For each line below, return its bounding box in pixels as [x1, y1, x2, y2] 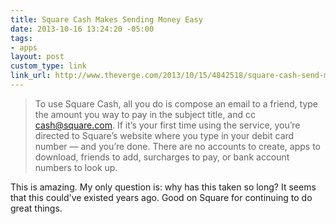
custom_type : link [10, 61, 87, 71]
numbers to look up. [34, 161, 118, 173]
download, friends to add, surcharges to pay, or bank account [34, 151, 290, 163]
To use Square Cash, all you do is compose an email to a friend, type [34, 97, 318, 110]
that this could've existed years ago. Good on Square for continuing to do [10, 191, 313, 203]
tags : [10, 33, 33, 43]
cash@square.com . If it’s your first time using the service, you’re [34, 119, 301, 131]
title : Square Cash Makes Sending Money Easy [10, 14, 203, 25]
